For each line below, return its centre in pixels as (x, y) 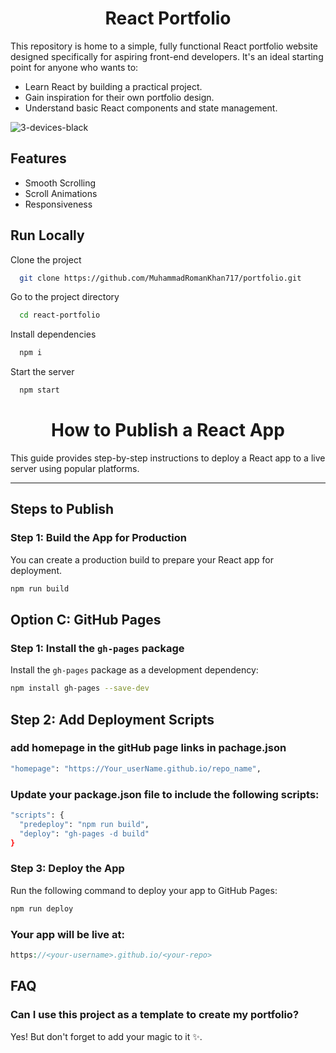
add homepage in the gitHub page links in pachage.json (148, 748)
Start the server (42, 372)
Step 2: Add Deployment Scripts (112, 719)
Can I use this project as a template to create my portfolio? (155, 1015)
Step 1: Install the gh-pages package (97, 648)
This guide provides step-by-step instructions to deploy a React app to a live (168, 458)
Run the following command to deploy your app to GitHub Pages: (144, 890)
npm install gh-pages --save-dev (80, 688)
